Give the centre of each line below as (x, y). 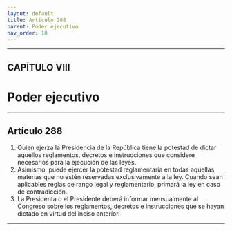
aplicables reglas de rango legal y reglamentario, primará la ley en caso (119, 185)
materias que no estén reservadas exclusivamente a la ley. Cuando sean (120, 177)
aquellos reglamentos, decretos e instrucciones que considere (106, 155)
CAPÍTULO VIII (39, 67)
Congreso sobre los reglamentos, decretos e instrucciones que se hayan (120, 206)
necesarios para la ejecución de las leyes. (77, 163)
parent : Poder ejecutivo (43, 26)
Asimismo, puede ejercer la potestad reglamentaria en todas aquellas (116, 169)
